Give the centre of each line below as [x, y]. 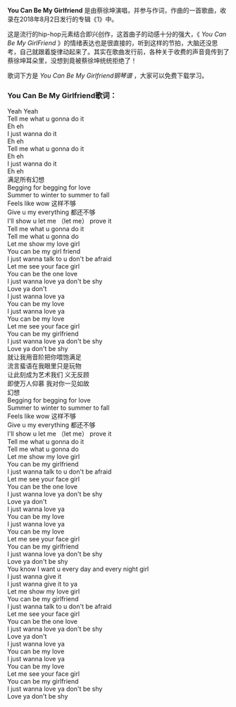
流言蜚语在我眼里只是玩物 [44, 366]
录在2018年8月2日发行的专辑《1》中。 [63, 19]
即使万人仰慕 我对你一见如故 [48, 383]
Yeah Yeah [23, 111]
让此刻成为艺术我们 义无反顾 [48, 375]
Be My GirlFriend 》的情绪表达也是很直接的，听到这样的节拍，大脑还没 [110, 43]
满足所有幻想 [26, 180]
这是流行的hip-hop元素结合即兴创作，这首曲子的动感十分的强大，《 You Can [117, 34]
